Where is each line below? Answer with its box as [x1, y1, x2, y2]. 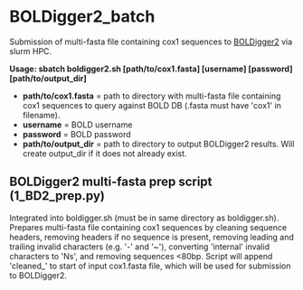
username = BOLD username [22, 119, 133, 130]
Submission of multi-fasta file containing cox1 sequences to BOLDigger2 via [9, 36, 293, 47]
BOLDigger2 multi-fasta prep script [9, 174, 213, 190]
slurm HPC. [9, 45, 52, 56]
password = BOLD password [22, 128, 131, 139]
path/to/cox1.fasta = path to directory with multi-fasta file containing [22, 90, 281, 101]
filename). [22, 109, 61, 120]
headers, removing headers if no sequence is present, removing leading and [9, 231, 294, 242]
